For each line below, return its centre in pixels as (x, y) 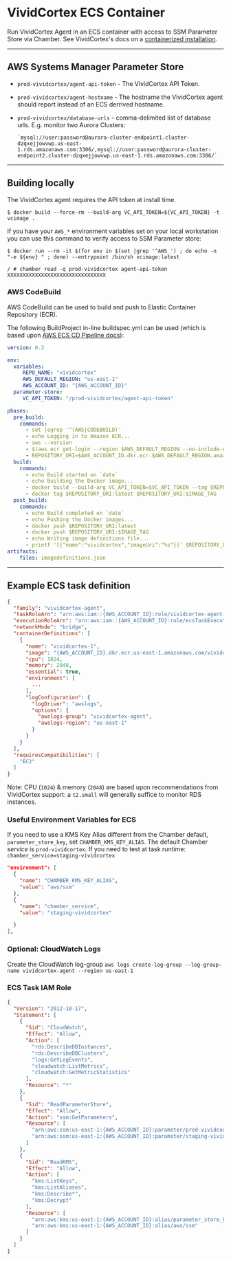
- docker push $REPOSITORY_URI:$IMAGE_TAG (87, 532)
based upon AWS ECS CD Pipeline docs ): (66, 335)
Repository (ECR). (32, 314)
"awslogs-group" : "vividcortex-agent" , (95, 716)
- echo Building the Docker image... (79, 481)
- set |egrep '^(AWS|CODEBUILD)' (73, 430)
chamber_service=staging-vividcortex (61, 856)
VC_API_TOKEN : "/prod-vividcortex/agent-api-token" (98, 398)
